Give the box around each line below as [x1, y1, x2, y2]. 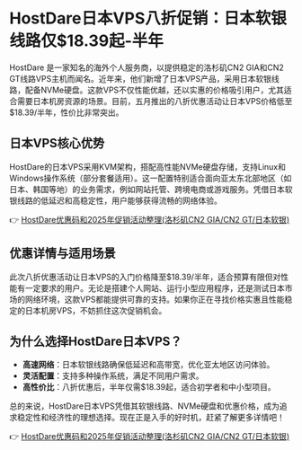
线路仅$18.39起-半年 [9, 31, 164, 51]
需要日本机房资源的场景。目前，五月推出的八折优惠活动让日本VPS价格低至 [16, 95, 293, 106]
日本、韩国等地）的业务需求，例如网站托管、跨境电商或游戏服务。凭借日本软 [9, 183, 293, 194]
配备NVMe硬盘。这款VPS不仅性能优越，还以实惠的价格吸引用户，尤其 [24, 84, 285, 95]
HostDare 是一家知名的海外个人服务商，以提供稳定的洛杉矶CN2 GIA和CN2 [9, 62, 285, 73]
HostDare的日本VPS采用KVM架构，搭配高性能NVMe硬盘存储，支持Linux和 [9, 161, 286, 172]
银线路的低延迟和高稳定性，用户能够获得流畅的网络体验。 [9, 195, 222, 206]
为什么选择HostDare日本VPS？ [9, 333, 182, 349]
